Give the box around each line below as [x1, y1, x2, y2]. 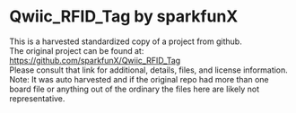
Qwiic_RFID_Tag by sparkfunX [9, 6, 239, 27]
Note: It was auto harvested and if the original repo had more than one [9, 74, 269, 84]
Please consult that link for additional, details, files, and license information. [9, 65, 289, 75]
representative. [9, 92, 65, 104]
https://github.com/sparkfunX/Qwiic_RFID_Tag [9, 55, 181, 65]
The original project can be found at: [9, 45, 144, 56]
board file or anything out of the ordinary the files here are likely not [9, 83, 260, 94]
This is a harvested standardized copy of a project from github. [9, 36, 242, 47]
